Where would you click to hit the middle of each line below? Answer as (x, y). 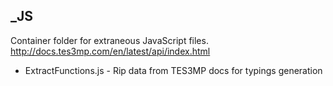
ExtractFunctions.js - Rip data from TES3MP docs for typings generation (173, 70)
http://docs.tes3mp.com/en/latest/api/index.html (110, 51)
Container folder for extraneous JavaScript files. (109, 40)
